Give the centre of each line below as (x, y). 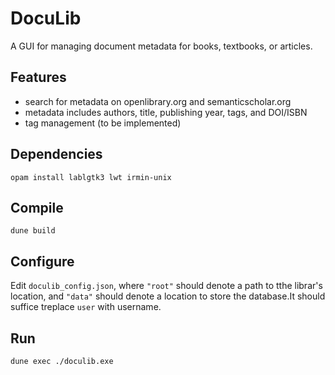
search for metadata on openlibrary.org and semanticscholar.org (158, 101)
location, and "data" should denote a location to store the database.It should (168, 296)
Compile (37, 207)
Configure (42, 261)
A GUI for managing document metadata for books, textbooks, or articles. (161, 46)
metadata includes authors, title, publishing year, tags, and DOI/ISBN (166, 112)
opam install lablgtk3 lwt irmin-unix (91, 177)
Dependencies (56, 154)
